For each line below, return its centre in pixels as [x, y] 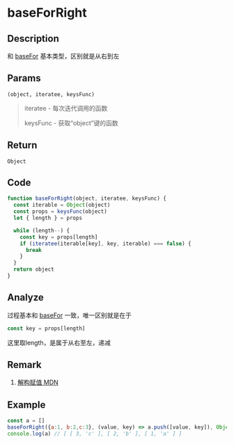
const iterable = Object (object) [62, 205]
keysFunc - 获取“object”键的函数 [71, 122]
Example [26, 405]
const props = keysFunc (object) [61, 212]
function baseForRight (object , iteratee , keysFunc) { [87, 199]
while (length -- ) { [42, 230]
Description [33, 39]
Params [24, 78]
